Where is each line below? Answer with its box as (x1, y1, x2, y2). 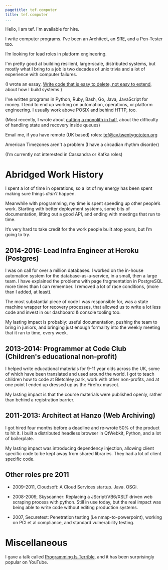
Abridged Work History (5, 169, 104, 180)
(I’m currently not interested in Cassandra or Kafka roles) (5, 151, 123, 157)
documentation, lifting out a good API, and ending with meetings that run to (5, 211, 160, 217)
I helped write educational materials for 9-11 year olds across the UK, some (5, 366, 160, 372)
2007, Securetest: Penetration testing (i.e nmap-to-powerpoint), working (12, 514, 162, 520)
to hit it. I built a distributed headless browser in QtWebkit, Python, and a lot (5, 430, 161, 436)
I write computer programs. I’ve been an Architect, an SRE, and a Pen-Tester (5, 36, 163, 42)
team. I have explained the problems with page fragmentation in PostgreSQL (5, 278, 163, 284)
